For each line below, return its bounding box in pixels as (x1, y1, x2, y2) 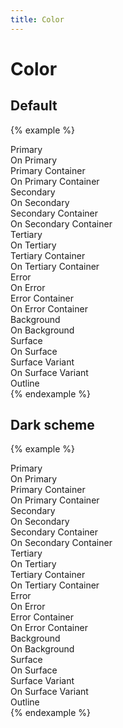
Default (10, 97, 58, 115)
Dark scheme (10, 417, 95, 434)
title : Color (10, 14, 65, 25)
